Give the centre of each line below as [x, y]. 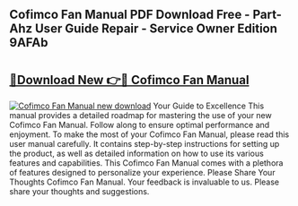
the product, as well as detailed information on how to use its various [137, 153]
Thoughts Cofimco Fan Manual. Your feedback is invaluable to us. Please [145, 182]
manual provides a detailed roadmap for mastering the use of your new [140, 115]
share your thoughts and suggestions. [79, 191]
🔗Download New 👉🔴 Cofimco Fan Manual [129, 80]
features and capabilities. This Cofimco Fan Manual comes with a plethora [146, 163]
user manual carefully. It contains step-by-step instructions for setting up [145, 144]
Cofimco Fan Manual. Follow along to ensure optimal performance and [140, 125]
